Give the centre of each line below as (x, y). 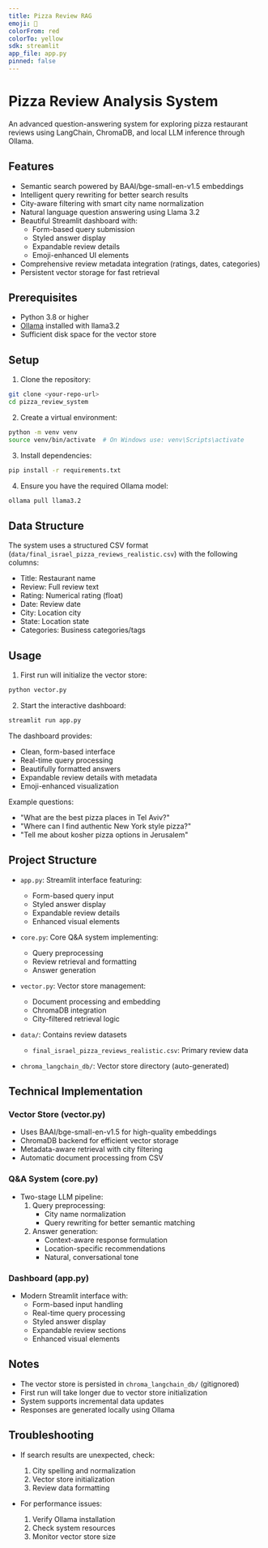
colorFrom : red (34, 31)
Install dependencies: (56, 455)
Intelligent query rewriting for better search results (104, 195)
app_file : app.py (38, 54)
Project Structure (53, 860)
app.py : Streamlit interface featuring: (81, 879)
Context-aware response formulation (106, 1240)
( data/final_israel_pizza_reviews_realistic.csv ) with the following (123, 554)
